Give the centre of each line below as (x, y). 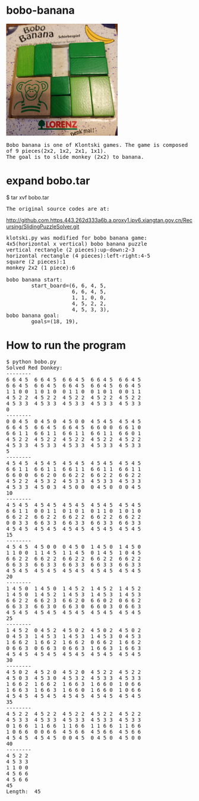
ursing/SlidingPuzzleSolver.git (43, 226)
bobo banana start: (34, 279)
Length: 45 (23, 791)
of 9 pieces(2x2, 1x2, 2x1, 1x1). (56, 151)
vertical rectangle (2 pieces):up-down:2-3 (70, 249)
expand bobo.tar (48, 181)
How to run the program (66, 345)
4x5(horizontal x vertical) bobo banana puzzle (77, 244)
